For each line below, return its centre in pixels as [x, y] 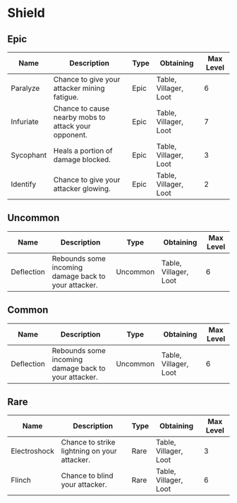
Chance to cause [81, 108]
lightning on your [89, 451]
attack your [72, 126]
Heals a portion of [83, 151]
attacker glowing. [82, 188]
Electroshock [32, 451]
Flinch [21, 480]
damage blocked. [82, 160]
